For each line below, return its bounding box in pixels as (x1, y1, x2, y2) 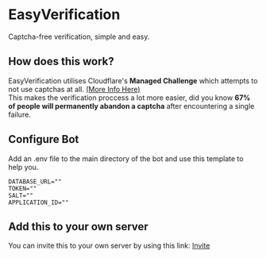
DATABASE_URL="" (8, 177, 62, 186)
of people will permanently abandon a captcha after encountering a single (8, 101, 255, 110)
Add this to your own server (8, 220, 148, 233)
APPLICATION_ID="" (8, 198, 69, 206)
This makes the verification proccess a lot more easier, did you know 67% (8, 93, 251, 102)
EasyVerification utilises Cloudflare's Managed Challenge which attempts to (8, 75, 258, 85)
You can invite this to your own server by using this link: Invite (8, 241, 210, 251)
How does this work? (8, 55, 114, 68)
